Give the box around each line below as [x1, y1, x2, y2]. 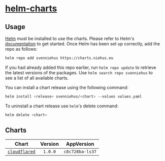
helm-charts [5, 3, 58, 14]
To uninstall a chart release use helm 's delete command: [5, 103, 119, 109]
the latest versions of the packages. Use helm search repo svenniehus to [5, 69, 153, 75]
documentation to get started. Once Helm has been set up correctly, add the [5, 41, 160, 47]
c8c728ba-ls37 [64, 149, 97, 155]
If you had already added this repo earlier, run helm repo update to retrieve [5, 64, 157, 70]
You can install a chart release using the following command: [5, 84, 129, 90]
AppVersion [66, 141, 95, 148]
